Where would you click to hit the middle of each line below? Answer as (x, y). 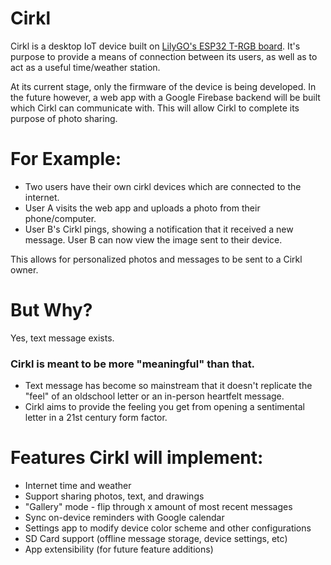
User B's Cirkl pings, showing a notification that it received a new (159, 229)
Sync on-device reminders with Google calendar (124, 518)
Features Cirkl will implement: (137, 458)
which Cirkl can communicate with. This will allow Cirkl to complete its (155, 108)
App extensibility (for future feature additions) (119, 549)
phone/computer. (60, 218)
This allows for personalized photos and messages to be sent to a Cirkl (156, 259)
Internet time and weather (78, 486)
